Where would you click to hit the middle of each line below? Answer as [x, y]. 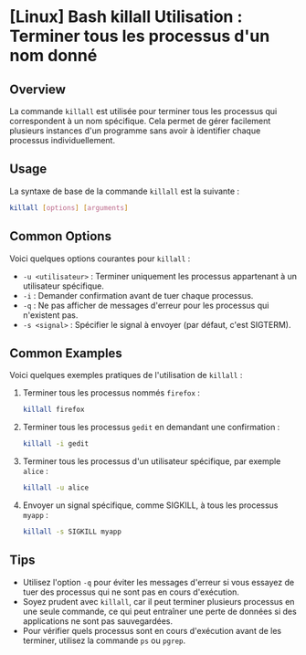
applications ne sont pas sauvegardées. [98, 621]
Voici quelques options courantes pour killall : [100, 259]
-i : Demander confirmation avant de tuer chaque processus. [138, 295]
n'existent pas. [50, 315]
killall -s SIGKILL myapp [72, 532]
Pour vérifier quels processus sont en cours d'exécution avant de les [152, 630]
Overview [38, 89]
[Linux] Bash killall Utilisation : [126, 17]
